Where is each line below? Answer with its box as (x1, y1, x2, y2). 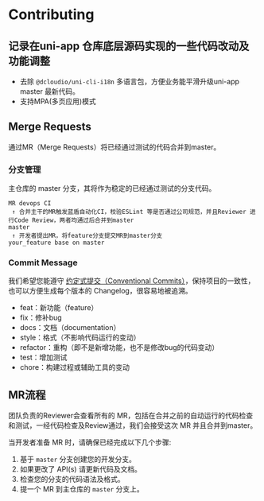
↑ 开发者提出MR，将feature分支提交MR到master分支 (11, 232, 163, 240)
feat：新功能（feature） (19, 303, 99, 313)
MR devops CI (8, 200, 52, 208)
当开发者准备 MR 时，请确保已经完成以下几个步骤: (8, 437, 172, 447)
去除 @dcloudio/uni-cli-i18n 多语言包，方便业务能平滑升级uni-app (19, 77, 240, 86)
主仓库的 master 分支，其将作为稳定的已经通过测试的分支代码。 (8, 184, 216, 193)
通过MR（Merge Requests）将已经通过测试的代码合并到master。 (8, 142, 221, 152)
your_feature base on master (8, 239, 105, 247)
